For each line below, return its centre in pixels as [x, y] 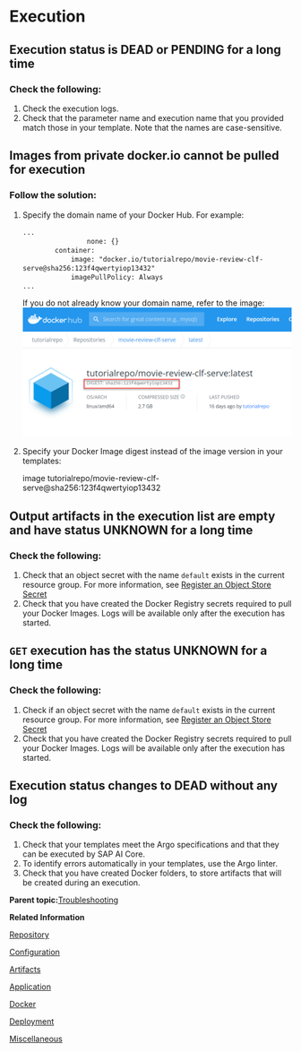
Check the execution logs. [70, 108]
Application [30, 987]
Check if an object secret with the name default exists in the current [149, 710]
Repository [29, 935]
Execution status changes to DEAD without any [143, 785]
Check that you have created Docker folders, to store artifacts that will [152, 873]
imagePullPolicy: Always [117, 277]
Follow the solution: [53, 195]
